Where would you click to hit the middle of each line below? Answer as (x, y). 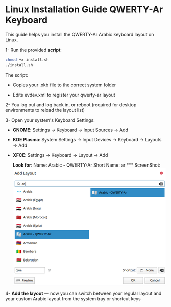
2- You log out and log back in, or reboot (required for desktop (71, 104)
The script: (17, 75)
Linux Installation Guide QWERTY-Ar (84, 9)
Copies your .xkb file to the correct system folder (64, 85)
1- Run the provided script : (34, 50)
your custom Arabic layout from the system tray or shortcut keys (73, 299)
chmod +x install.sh (27, 60)
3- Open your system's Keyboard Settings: (50, 120)
